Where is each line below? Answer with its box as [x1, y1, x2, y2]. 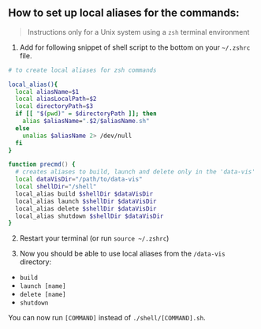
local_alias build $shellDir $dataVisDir [15, 189, 154, 198]
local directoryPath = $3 [15, 103, 93, 110]
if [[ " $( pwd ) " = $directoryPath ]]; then [15, 110, 157, 118]
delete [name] [19, 291, 66, 299]
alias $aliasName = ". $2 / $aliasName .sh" [22, 118, 150, 125]
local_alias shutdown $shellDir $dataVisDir [15, 212, 164, 220]
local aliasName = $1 [15, 88, 80, 95]
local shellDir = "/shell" [15, 183, 97, 191]
